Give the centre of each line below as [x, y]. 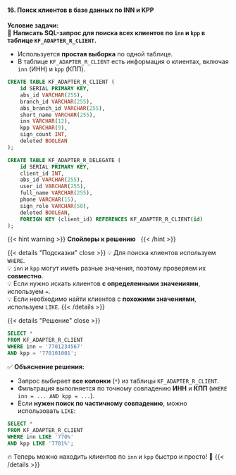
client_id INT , [42, 173]
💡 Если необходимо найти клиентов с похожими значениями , [102, 299]
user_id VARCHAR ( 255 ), [53, 187]
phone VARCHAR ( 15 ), [49, 200]
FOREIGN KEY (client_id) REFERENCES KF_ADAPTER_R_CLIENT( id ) [111, 219]
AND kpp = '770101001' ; [42, 353]
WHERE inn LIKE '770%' [41, 437]
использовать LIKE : [46, 411]
